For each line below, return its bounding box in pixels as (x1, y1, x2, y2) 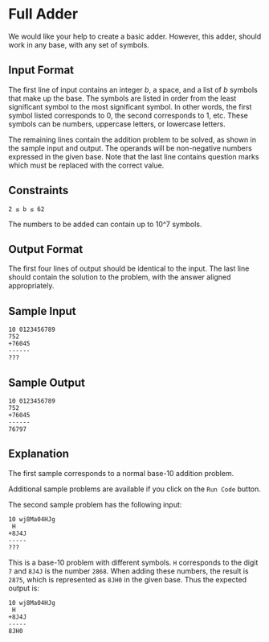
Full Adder (8, 5, 79, 23)
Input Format (8, 64, 75, 77)
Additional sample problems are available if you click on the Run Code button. (8, 484, 261, 494)
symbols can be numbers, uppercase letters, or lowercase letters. (8, 118, 226, 129)
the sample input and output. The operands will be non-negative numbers (8, 143, 253, 153)
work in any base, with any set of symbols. (8, 39, 150, 49)
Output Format (8, 242, 84, 256)
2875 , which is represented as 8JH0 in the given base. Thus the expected (8, 574, 247, 584)
